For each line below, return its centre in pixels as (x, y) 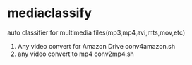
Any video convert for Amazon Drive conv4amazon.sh (96, 46)
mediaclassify (49, 13)
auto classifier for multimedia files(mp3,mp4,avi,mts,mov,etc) (96, 32)
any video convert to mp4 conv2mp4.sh (76, 54)
